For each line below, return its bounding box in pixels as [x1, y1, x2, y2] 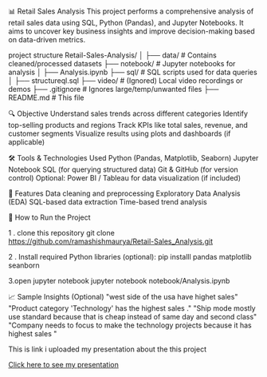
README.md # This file [8, 93, 85, 102]
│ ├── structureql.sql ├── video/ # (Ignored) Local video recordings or [8, 76, 243, 85]
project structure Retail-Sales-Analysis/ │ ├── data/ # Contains [8, 50, 217, 60]
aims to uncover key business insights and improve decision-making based [8, 26, 255, 36]
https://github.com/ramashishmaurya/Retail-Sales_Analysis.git [8, 236, 214, 246]
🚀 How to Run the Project [8, 212, 91, 222]
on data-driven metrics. [8, 35, 86, 44]
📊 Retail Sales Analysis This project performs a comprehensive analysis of [8, 6, 254, 16]
